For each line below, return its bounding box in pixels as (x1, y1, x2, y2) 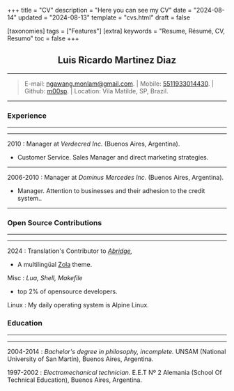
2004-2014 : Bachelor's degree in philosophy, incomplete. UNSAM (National (7, 347, 226, 355)
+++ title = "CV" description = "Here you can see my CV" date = (7, 6, 192, 14)
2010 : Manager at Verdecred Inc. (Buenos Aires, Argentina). (7, 139, 180, 148)
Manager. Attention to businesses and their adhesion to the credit (17, 187, 205, 195)
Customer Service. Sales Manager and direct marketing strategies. (17, 153, 209, 162)
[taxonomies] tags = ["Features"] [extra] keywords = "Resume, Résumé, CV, (7, 27, 225, 35)
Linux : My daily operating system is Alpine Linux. (7, 301, 150, 309)
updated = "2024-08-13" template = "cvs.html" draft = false (18, 13, 190, 22)
